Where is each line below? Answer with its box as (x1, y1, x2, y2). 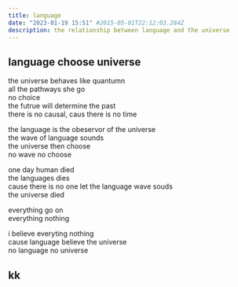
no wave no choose (8, 150, 72, 160)
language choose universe (8, 55, 141, 68)
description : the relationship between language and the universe (8, 26, 230, 34)
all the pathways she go (8, 84, 86, 94)
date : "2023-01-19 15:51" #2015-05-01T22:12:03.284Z (8, 19, 185, 27)
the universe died (8, 190, 65, 200)
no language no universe (8, 245, 89, 256)
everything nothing (8, 214, 70, 223)
